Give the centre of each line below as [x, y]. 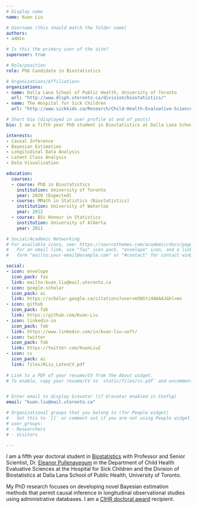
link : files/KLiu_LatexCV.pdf [48, 364]
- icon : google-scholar [35, 288]
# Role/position [26, 65]
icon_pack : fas [30, 277]
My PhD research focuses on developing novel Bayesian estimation [87, 487]
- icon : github [25, 304]
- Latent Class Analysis [36, 157]
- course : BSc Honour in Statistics [56, 217]
